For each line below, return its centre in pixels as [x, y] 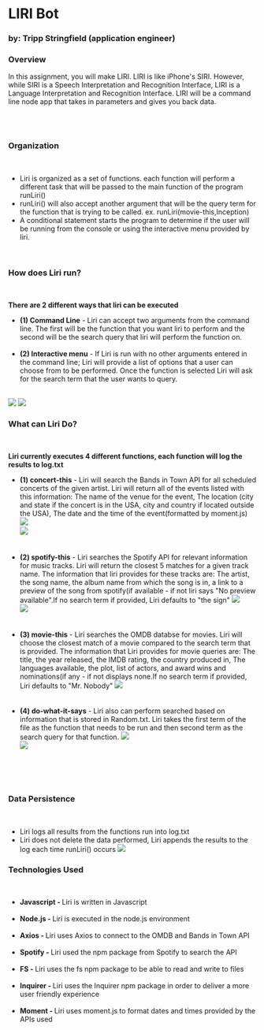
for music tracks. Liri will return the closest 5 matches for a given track [134, 566]
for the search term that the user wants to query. [99, 379]
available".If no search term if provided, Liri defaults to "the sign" [125, 601]
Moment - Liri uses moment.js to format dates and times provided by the [138, 1010]
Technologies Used [46, 869]
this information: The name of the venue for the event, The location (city [136, 496]
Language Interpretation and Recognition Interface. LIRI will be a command [130, 93]
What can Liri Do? [43, 424]
